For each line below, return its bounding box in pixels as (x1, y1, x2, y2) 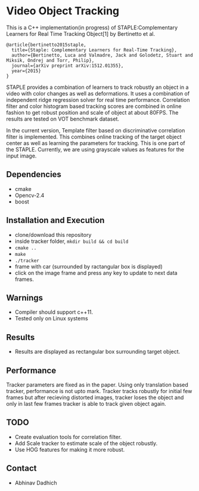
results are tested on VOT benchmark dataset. (6, 115, 120, 122)
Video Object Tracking (6, 4, 120, 18)
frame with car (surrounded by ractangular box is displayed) (14, 263, 163, 270)
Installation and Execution (6, 215, 105, 226)
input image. (6, 152, 37, 159)
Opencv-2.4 (14, 192, 45, 199)
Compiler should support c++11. (14, 308, 94, 316)
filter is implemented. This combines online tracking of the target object (6, 133, 182, 140)
